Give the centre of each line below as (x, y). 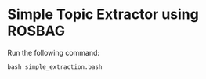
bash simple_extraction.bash (55, 67)
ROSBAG (36, 31)
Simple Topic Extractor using (103, 14)
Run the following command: (53, 52)
